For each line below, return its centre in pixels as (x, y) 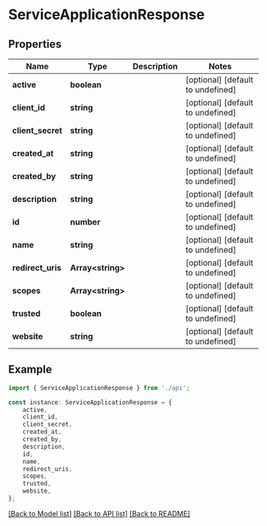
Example (30, 370)
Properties (35, 44)
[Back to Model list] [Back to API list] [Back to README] (99, 513)
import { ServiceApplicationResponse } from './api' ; (99, 388)
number (85, 222)
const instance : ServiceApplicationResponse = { (90, 402)
